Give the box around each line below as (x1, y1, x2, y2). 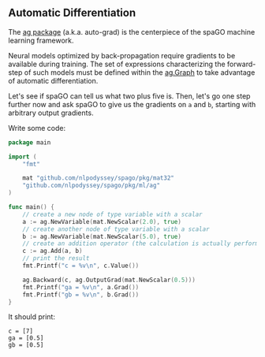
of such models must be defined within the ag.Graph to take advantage (24, 67, 256, 77)
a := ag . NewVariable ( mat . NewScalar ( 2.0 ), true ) (22, 218, 181, 225)
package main (8, 138, 51, 147)
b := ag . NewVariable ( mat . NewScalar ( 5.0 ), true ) (22, 232, 181, 240)
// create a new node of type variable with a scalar (22, 210, 203, 218)
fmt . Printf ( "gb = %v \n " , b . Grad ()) (22, 291, 140, 299)
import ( (8, 153, 37, 161)
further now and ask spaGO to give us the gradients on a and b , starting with (8, 99, 256, 109)
